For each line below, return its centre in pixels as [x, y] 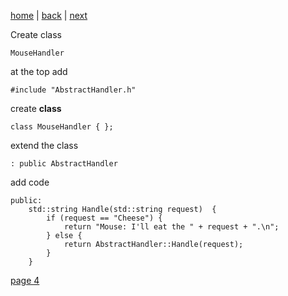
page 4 [25, 280]
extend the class [44, 145]
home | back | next [49, 15]
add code [30, 182]
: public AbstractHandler [64, 164]
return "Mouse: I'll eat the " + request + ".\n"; [171, 227]
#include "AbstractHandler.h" [73, 90]
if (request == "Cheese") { [104, 218]
